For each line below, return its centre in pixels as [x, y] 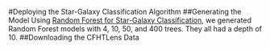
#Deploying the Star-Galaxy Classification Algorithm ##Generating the [125, 12]
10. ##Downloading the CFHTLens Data [74, 37]
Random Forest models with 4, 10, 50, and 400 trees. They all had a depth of [135, 29]
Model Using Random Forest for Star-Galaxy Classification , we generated [130, 20]
